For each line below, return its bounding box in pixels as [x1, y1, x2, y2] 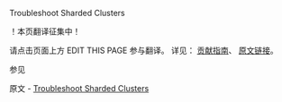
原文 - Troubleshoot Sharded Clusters [9, 83, 150, 93]
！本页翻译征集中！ [9, 26, 81, 37]
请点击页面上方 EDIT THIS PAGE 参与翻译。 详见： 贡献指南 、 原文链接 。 [9, 45, 279, 55]
